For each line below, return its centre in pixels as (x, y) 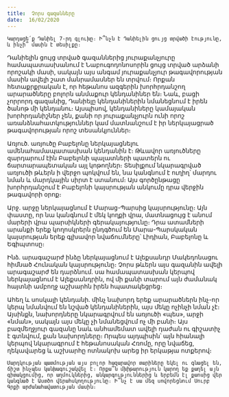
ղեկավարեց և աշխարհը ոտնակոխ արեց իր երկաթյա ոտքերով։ (110, 350)
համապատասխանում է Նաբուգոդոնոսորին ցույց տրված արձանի (113, 64)
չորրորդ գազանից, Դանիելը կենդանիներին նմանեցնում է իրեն (107, 101)
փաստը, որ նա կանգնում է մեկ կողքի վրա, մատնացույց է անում (110, 215)
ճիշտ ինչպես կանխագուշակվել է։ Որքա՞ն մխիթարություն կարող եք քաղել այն (113, 369)
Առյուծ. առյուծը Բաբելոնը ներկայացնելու (73, 143)
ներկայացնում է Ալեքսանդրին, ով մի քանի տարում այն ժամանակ (112, 279)
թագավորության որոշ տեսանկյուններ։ (69, 130)
